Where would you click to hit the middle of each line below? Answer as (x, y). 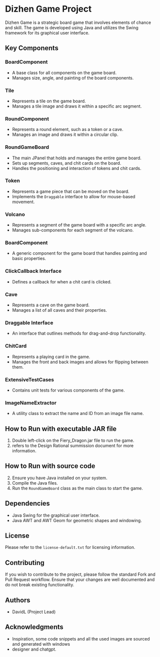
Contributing (25, 563)
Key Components (32, 48)
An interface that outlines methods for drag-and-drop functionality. (79, 333)
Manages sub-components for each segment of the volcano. (73, 230)
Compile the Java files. (35, 483)
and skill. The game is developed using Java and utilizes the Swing (72, 27)
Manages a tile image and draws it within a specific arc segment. (77, 106)
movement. (23, 202)
